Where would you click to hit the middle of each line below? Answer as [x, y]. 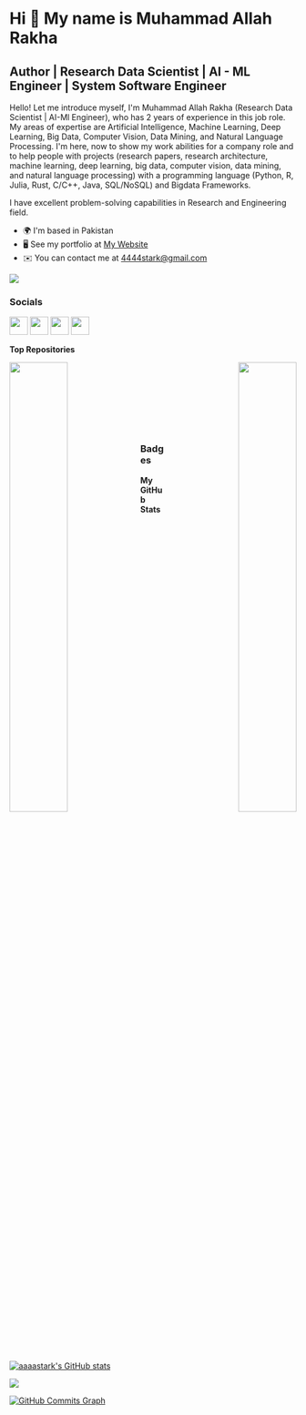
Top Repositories [42, 350]
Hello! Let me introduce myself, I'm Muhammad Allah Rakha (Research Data [151, 107]
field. [19, 212]
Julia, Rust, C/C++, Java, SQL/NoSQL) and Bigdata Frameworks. [130, 185]
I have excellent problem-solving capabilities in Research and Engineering [148, 203]
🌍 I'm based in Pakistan [68, 230]
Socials [26, 301]
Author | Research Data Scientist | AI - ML [130, 71]
